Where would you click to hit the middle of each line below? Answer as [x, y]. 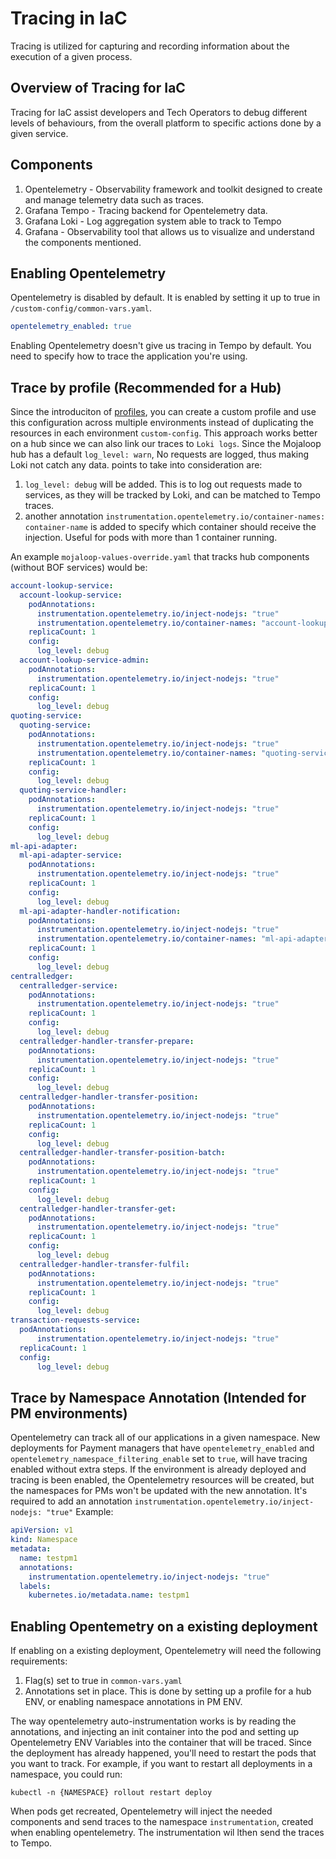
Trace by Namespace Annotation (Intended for [158, 1397]
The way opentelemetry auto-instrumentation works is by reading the [153, 1721]
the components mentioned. [83, 242]
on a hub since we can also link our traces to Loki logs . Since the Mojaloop [166, 444]
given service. [39, 133]
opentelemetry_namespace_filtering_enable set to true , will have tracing [159, 1459]
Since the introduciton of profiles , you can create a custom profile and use [163, 412]
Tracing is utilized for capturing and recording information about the [150, 46]
